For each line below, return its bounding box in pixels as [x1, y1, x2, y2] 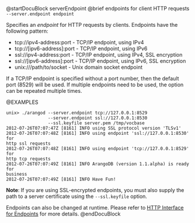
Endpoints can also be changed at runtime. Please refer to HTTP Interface [6, 204, 184, 211]
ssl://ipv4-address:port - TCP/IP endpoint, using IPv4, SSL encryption [14, 51, 183, 58]
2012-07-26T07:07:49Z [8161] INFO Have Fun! [6, 176, 116, 182]
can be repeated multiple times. [6, 88, 82, 94]
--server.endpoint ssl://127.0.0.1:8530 [47, 115, 148, 121]
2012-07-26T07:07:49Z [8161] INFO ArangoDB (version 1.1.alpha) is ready [6, 161, 190, 167]
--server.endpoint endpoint [6, 11, 75, 17]
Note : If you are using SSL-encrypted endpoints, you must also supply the [6, 187, 184, 193]
